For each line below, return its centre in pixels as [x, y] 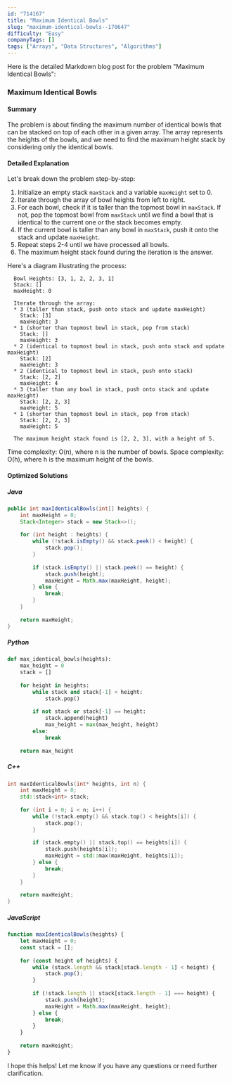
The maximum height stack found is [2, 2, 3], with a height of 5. [115, 439]
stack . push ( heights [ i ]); [81, 849]
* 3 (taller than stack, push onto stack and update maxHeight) [110, 310]
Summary [22, 109]
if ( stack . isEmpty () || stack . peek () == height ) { [108, 567]
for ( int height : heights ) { [64, 535]
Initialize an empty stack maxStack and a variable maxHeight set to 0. [115, 192]
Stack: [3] [36, 316]
